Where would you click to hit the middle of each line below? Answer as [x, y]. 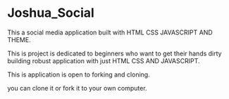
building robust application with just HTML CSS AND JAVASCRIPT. [104, 60]
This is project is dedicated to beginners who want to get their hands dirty [114, 53]
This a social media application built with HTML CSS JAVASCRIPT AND [110, 32]
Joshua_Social [51, 13]
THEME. [19, 39]
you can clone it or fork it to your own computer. [77, 88]
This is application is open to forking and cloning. [79, 74]
